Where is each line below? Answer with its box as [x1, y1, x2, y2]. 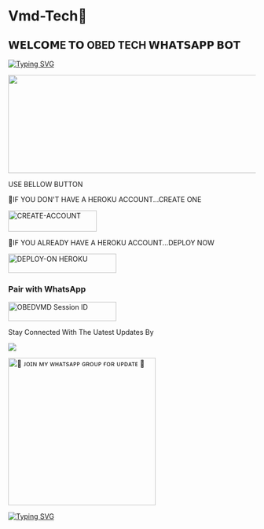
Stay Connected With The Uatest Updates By [8, 327, 155, 336]
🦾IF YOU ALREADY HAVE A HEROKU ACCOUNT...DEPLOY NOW [8, 238, 214, 248]
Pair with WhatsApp [8, 283, 86, 294]
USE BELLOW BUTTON [8, 180, 83, 189]
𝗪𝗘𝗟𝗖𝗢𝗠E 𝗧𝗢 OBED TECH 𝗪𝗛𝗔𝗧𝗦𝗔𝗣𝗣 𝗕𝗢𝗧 [8, 39, 241, 52]
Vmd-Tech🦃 [8, 7, 88, 25]
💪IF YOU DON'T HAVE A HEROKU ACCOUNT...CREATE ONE [8, 195, 202, 204]
